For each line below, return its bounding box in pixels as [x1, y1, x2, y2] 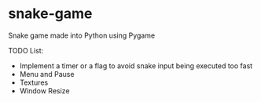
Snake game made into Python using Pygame [8, 31, 156, 40]
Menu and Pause [19, 69, 75, 78]
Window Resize [19, 86, 70, 95]
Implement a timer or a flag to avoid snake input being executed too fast [19, 60, 253, 71]
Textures [19, 78, 49, 87]
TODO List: [8, 46, 44, 55]
